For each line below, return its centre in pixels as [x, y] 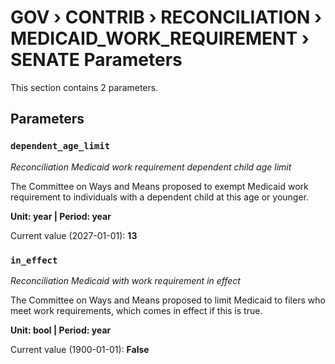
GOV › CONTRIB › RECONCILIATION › [166, 17]
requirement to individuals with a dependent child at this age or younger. [160, 197]
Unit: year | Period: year [61, 216]
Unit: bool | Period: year [61, 330]
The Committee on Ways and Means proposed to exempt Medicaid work [159, 186]
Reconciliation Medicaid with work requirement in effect [125, 280]
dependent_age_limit [60, 146]
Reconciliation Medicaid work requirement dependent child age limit [151, 167]
